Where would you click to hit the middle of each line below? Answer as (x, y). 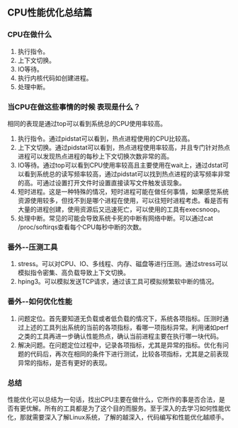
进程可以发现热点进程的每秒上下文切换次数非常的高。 (95, 156)
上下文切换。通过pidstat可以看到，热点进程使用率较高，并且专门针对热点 (124, 147)
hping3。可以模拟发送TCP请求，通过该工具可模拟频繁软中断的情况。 (118, 282)
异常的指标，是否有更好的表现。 (64, 362)
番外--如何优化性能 (40, 301)
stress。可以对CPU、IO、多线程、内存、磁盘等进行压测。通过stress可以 (123, 264)
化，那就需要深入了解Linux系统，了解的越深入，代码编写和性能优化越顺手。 (118, 417)
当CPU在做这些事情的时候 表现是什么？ (74, 107)
